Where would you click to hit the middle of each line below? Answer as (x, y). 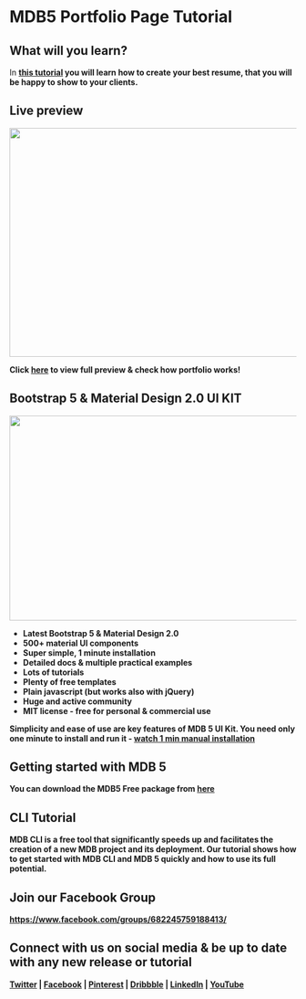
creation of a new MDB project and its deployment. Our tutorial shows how (153, 849)
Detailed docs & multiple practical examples (107, 662)
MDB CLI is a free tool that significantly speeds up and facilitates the (142, 840)
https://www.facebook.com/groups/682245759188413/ (118, 920)
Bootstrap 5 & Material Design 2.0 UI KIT (126, 399)
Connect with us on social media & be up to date (148, 948)
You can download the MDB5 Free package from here (112, 789)
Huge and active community (77, 701)
